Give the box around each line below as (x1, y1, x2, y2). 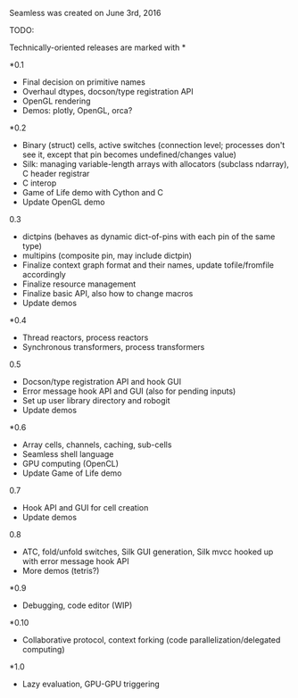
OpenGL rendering (21, 96, 91, 106)
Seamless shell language (21, 449, 114, 459)
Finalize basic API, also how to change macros (21, 288, 194, 298)
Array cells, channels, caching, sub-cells (21, 439, 172, 450)
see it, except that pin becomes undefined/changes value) (21, 149, 236, 160)
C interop (21, 178, 57, 188)
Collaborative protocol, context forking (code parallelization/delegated (21, 635, 281, 645)
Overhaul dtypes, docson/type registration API (21, 87, 194, 96)
